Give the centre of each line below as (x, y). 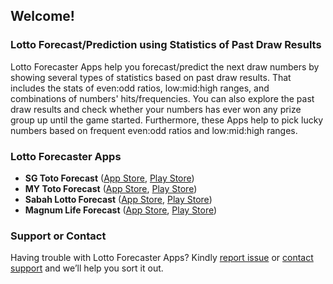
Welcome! (42, 16)
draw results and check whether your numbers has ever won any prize (156, 109)
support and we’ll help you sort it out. (87, 268)
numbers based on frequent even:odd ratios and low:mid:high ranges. (154, 130)
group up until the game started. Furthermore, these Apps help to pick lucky (167, 120)
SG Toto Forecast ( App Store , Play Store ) (109, 178)
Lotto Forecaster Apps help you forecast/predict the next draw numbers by (165, 66)
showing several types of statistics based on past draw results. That (151, 77)
